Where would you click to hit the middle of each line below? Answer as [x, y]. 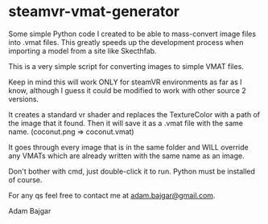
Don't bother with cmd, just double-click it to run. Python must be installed [132, 171]
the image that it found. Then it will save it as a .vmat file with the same [126, 123]
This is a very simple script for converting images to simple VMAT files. [126, 66]
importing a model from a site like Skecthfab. [82, 51]
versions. [23, 99]
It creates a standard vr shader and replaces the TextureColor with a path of [134, 114]
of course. [25, 180]
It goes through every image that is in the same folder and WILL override [128, 147]
